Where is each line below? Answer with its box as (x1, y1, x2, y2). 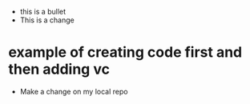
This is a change (19, 15, 75, 25)
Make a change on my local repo (19, 86, 128, 96)
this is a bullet (19, 7, 67, 16)
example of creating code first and (8, 43, 243, 62)
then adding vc (8, 60, 111, 78)
